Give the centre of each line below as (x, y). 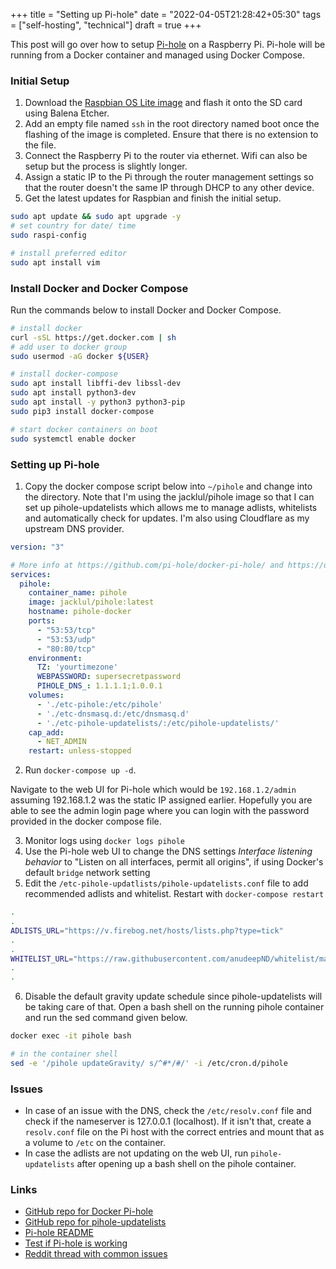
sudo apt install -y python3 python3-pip (98, 402)
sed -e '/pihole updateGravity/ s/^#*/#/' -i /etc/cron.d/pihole (149, 1063)
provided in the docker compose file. (86, 821)
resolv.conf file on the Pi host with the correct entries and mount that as (174, 1132)
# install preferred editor (69, 253)
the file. (40, 145)
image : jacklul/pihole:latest (91, 602)
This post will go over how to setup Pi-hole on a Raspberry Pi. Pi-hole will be (168, 44)
